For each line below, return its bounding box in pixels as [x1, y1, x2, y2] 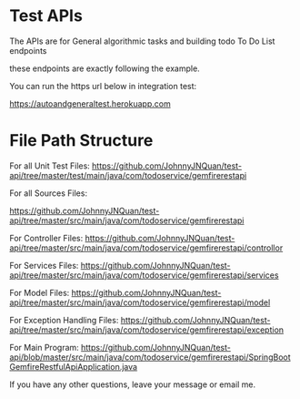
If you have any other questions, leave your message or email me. [9, 379, 256, 390]
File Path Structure [9, 130, 154, 151]
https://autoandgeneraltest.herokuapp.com [9, 97, 171, 109]
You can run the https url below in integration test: [9, 80, 197, 91]
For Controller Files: [9, 232, 84, 243]
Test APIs [9, 5, 84, 26]
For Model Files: [9, 287, 70, 298]
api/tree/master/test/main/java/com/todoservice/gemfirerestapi [9, 169, 247, 180]
